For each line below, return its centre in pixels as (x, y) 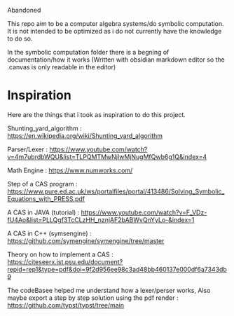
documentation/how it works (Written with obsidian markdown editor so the (116, 60)
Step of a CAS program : (42, 184)
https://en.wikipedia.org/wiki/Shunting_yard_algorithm (85, 135)
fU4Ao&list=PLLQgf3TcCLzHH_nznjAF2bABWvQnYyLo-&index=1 (101, 219)
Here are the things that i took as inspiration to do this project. (96, 114)
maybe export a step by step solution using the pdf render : (93, 298)
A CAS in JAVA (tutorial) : (43, 212)
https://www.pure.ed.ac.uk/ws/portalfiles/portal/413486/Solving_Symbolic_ (116, 191)
